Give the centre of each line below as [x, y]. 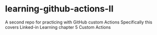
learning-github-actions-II [59, 9]
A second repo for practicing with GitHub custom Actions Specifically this [79, 22]
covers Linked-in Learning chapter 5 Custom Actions [58, 27]
